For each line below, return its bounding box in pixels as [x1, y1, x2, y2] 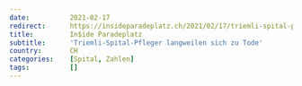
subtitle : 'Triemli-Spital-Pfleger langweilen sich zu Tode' [9, 38, 263, 47]
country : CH [9, 47, 78, 56]
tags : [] [9, 64, 78, 73]
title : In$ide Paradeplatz [9, 30, 143, 39]
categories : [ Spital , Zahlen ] [9, 55, 135, 64]
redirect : [9, 21, 47, 30]
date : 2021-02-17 [9, 13, 111, 22]
